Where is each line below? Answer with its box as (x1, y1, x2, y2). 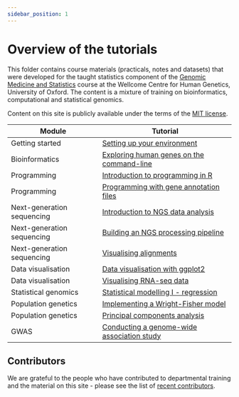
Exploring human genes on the (102, 149, 205, 159)
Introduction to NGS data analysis (102, 206, 215, 216)
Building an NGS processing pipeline (102, 227, 224, 237)
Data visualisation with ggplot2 (102, 263, 206, 273)
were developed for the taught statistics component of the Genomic (7, 72, 206, 81)
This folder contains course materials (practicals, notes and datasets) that (7, 65, 224, 74)
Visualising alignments (102, 248, 178, 258)
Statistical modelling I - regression (102, 287, 218, 297)
